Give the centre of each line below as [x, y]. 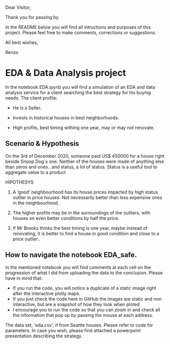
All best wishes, [22, 42]
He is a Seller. [27, 108]
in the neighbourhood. [36, 203]
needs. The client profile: [31, 98]
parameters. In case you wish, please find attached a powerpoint [73, 330]
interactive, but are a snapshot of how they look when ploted [76, 304]
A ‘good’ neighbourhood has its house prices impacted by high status [85, 192]
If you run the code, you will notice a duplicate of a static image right [84, 288]
